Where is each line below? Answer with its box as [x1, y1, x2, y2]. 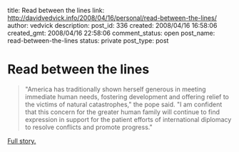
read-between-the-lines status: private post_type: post [7, 36, 169, 45]
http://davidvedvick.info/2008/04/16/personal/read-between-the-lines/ [7, 14, 218, 22]
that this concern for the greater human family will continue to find [24, 107, 220, 116]
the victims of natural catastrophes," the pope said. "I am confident [24, 100, 223, 108]
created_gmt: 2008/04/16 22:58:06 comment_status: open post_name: [7, 29, 215, 37]
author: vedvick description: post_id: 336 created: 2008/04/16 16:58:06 [7, 21, 218, 29]
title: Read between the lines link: [7, 6, 105, 14]
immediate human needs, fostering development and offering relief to [24, 92, 230, 101]
